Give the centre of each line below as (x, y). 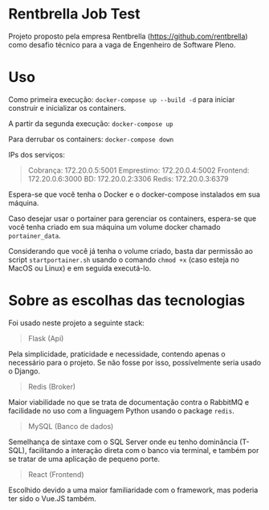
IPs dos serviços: (37, 154)
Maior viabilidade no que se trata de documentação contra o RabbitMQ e (129, 402)
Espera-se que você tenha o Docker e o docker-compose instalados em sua (134, 194)
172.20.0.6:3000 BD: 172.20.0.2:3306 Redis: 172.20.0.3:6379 (128, 178)
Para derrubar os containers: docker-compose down (91, 139)
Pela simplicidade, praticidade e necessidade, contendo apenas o (117, 353)
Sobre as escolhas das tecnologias (127, 301)
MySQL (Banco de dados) (71, 426)
